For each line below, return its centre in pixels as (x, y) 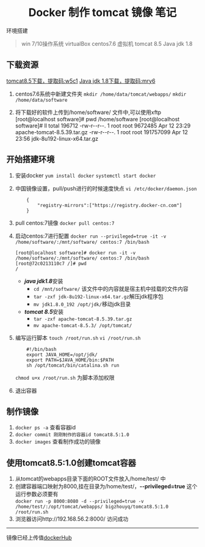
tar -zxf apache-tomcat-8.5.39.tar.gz (83, 319)
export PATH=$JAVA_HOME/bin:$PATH (70, 360)
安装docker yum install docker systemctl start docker (85, 175)
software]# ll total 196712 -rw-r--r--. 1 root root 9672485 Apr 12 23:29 (103, 126)
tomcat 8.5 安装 (44, 311)
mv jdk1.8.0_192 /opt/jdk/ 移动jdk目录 (82, 304)
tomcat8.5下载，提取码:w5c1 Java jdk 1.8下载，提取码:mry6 (81, 81)
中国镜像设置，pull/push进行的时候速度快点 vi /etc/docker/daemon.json (106, 188)
